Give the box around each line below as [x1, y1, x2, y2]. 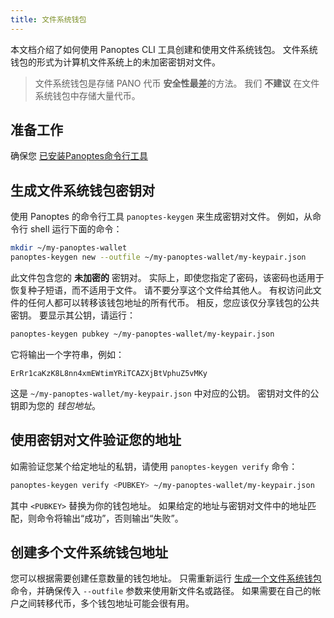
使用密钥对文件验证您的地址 [10, 432, 182, 449]
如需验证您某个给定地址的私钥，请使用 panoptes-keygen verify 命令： [10, 460, 298, 472]
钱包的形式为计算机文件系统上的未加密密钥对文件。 [10, 56, 221, 68]
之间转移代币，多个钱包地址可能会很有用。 [18, 597, 195, 610]
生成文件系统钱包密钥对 [10, 182, 155, 199]
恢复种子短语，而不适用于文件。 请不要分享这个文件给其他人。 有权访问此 [10, 284, 313, 296]
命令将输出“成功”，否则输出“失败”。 [36, 512, 184, 524]
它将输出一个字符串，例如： [10, 348, 125, 360]
